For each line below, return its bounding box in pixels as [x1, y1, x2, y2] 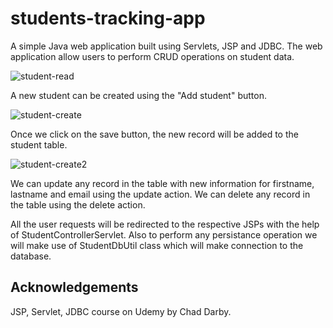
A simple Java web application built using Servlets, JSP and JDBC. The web [10, 40, 323, 52]
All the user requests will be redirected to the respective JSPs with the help [10, 218, 320, 230]
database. [10, 250, 52, 262]
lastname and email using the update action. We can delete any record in [10, 188, 311, 200]
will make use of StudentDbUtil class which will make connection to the [10, 239, 304, 251]
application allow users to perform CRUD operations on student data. [10, 50, 295, 62]
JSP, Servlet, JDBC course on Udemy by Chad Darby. [10, 305, 232, 317]
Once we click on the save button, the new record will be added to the [10, 128, 299, 140]
